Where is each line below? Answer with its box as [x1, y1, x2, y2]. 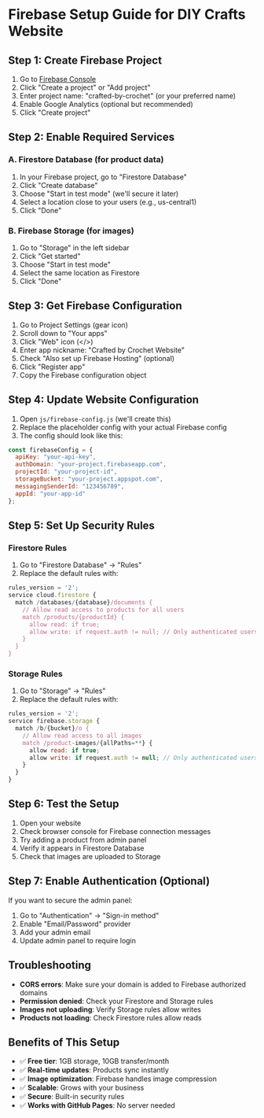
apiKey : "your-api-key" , [15, 453, 97, 461]
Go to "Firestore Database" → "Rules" [19, 560, 142, 570]
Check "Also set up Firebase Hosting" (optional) [19, 353, 175, 363]
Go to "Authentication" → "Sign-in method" [19, 910, 159, 920]
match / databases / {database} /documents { [15, 599, 153, 607]
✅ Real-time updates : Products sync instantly [19, 1065, 169, 1075]
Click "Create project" [19, 108, 91, 117]
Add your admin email [19, 927, 91, 937]
